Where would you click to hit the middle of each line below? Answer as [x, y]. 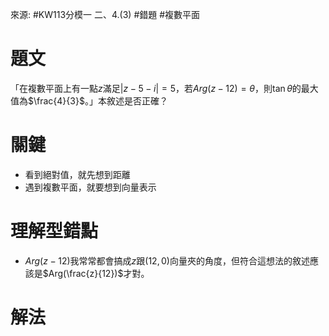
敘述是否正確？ [137, 100]
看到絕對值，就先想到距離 [77, 174]
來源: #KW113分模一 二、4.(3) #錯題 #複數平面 [105, 14]
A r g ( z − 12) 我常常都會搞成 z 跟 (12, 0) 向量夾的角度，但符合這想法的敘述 [167, 260]
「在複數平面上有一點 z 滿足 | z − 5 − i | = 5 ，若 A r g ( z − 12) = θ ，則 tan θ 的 [156, 88]
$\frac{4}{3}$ [56, 100]
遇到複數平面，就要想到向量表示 [90, 187]
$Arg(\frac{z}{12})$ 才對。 [96, 273]
